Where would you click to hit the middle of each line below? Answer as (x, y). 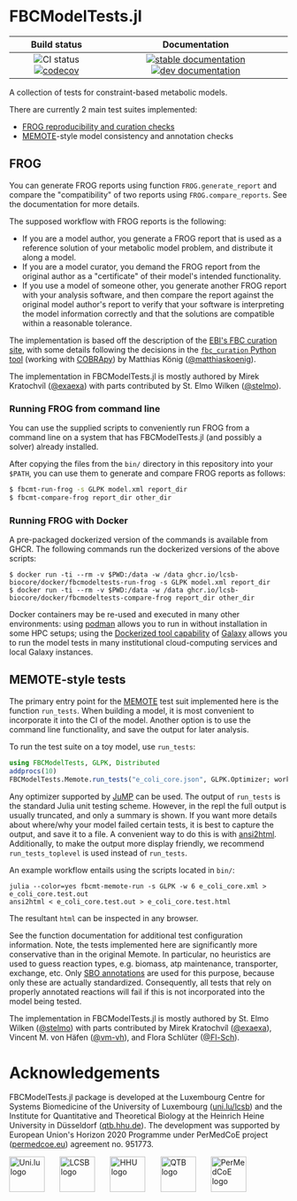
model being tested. (46, 1001)
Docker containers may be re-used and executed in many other (125, 615)
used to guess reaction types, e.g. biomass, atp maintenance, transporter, (144, 964)
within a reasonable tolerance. (77, 323)
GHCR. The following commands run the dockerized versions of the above (145, 549)
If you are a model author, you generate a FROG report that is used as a (152, 238)
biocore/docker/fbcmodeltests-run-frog (83, 583)
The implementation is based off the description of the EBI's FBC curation (143, 340)
